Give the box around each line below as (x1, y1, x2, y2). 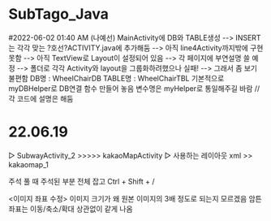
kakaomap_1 (8, 159, 49, 169)
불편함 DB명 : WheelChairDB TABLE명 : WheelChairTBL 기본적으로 (8, 73, 225, 83)
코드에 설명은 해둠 (16, 93, 74, 103)
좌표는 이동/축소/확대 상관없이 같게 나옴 (8, 204, 133, 214)
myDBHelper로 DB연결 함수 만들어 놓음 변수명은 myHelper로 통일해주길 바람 (8, 83, 253, 93)
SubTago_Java (8, 5, 110, 24)
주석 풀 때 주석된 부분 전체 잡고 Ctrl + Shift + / (8, 176, 155, 186)
